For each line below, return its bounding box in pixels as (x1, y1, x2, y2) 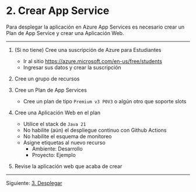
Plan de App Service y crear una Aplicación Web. (6, 29, 124, 36)
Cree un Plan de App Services (14, 86, 87, 93)
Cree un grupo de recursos (14, 75, 80, 82)
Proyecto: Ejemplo (32, 151, 76, 158)
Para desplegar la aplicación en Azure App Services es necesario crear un (6, 23, 185, 30)
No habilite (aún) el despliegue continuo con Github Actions (23, 127, 167, 134)
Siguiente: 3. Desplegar (6, 179, 62, 186)
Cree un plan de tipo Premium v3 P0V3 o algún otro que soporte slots (23, 97, 187, 104)
